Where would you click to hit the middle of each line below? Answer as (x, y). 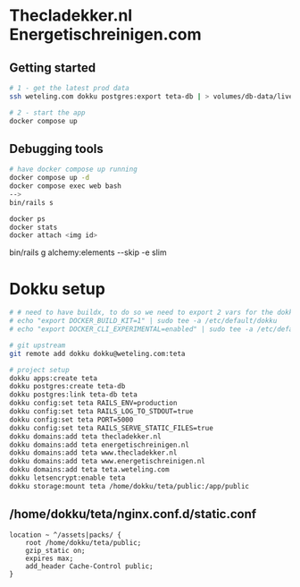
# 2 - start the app (48, 113)
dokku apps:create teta (54, 378)
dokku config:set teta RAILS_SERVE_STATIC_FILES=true (112, 428)
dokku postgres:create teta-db (67, 387)
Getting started (53, 68)
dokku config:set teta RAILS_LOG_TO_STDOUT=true (101, 412)
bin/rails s (31, 202)
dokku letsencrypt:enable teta (67, 478)
